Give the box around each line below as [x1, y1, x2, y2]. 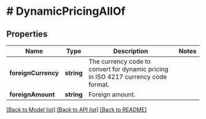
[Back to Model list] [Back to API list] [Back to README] [6, 106, 147, 113]
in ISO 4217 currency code [88, 72, 167, 81]
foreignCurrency [9, 69, 59, 77]
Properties [6, 29, 48, 39]
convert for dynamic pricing [88, 65, 169, 73]
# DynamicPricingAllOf [6, 4, 126, 18]
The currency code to [88, 57, 151, 66]
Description [113, 47, 148, 55]
